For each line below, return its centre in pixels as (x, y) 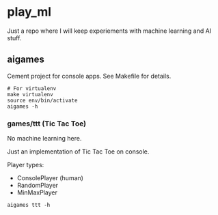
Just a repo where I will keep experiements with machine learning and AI (109, 31)
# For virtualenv (32, 88)
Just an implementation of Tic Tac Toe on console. (78, 152)
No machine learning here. (44, 139)
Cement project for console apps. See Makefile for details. (89, 76)
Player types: (26, 165)
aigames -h (23, 106)
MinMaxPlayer (37, 192)
